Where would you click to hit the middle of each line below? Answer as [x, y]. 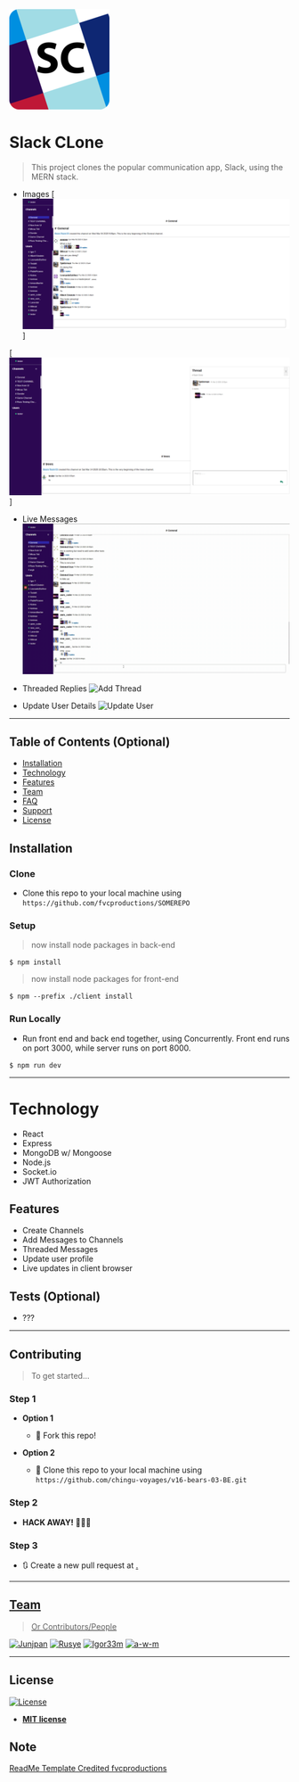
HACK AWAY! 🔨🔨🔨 [57, 1522]
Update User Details [59, 705]
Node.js [36, 1162]
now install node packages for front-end [105, 979]
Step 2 [24, 1503]
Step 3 [24, 1545]
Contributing [45, 1354]
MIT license [44, 1719]
